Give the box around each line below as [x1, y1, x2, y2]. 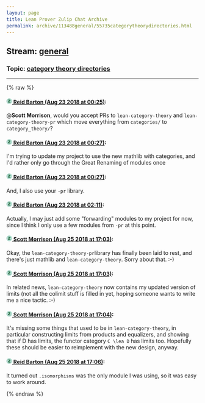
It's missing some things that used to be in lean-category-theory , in [6, 324, 176, 332]
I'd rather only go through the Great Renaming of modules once [6, 159, 166, 166]
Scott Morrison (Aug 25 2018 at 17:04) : [13, 311, 114, 318]
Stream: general [6, 46, 69, 56]
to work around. [6, 378, 46, 385]
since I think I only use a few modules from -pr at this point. [6, 221, 157, 229]
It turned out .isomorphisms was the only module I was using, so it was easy [6, 372, 197, 379]
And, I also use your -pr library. [6, 187, 85, 194]
